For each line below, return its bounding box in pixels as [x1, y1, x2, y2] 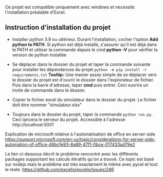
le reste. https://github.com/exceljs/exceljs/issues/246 [5, 166, 114, 172]
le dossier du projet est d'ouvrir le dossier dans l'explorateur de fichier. [12, 77, 154, 82]
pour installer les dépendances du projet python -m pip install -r [12, 66, 147, 72]
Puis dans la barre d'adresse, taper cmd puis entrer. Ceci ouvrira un [12, 82, 148, 88]
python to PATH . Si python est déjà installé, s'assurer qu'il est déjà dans [12, 41, 157, 47]
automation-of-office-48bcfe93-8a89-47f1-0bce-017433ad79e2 [5, 141, 135, 147]
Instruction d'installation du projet [5, 23, 111, 32]
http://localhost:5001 [12, 121, 54, 127]
